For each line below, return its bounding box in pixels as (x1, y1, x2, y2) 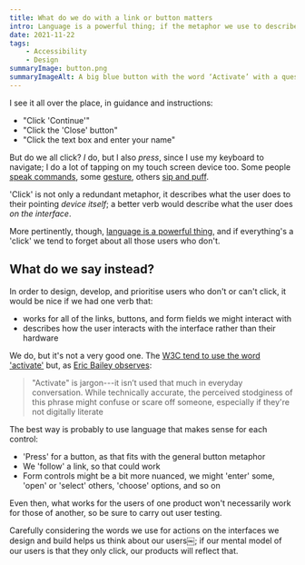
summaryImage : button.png (9, 64, 107, 74)
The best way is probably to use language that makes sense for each (9, 423, 268, 434)
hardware (22, 332, 59, 343)
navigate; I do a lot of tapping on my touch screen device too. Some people (9, 161, 291, 173)
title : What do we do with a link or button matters (9, 13, 213, 23)
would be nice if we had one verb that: (9, 295, 153, 306)
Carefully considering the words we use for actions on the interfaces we (9, 524, 280, 536)
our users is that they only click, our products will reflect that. (9, 545, 239, 556)
